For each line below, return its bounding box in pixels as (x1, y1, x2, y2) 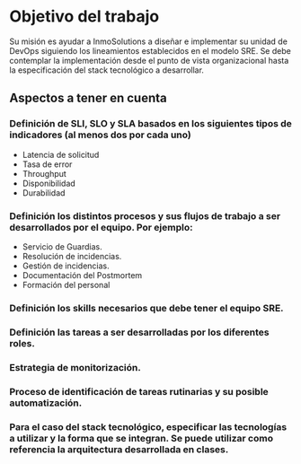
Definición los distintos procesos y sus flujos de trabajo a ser (9, 209, 281, 222)
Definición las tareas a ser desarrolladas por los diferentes (9, 326, 270, 338)
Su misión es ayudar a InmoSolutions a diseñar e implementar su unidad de (9, 36, 288, 47)
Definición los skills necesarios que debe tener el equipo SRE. (9, 302, 285, 314)
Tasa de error (22, 159, 73, 170)
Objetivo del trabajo (9, 6, 160, 27)
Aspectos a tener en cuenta (9, 91, 168, 106)
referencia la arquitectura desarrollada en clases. (9, 442, 229, 455)
